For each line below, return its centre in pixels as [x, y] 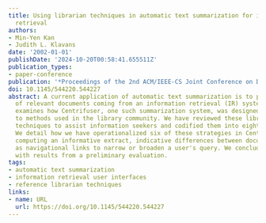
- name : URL [28, 199]
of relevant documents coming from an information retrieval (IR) [127, 104]
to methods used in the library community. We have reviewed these [129, 119]
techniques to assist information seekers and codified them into [127, 126]
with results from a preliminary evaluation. [92, 155]
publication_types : [40, 67]
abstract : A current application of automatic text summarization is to [131, 96]
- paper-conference [40, 74]
